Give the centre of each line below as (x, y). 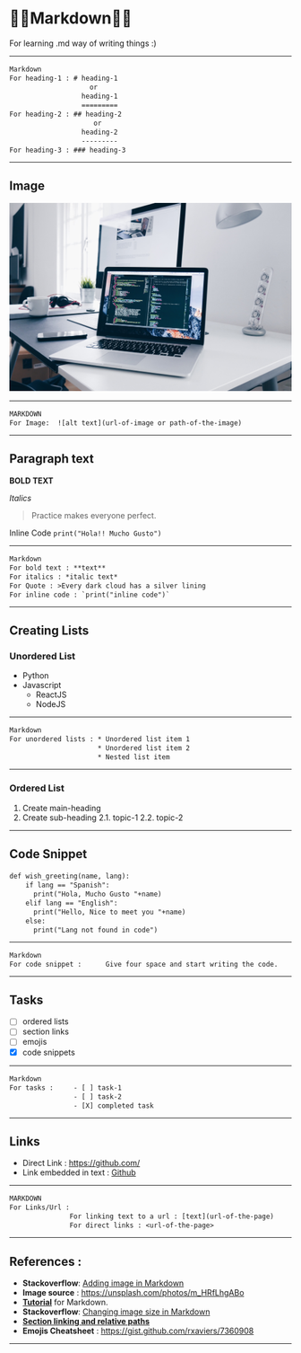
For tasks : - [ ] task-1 (66, 1088)
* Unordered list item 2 (144, 748)
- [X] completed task (113, 1105)
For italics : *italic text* (64, 577)
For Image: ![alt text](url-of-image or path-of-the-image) (126, 423)
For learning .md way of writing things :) (83, 43)
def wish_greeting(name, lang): (69, 876)
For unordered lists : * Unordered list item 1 (100, 739)
